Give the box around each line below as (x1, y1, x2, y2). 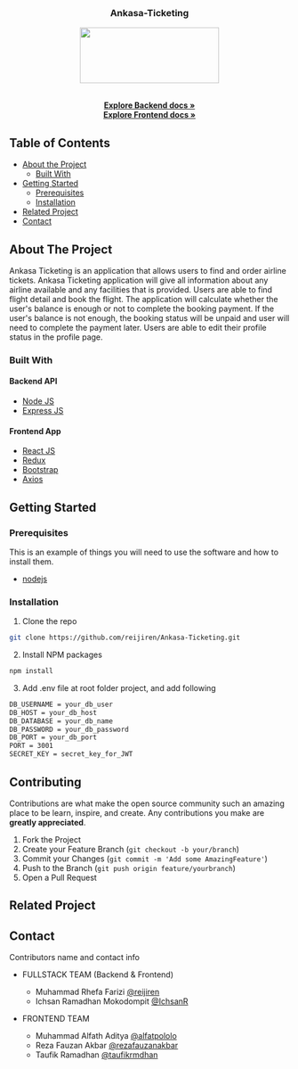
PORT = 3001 (9, 742, 53, 751)
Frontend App (9, 425, 61, 436)
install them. (9, 555, 54, 567)
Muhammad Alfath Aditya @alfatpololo (35, 1031, 178, 1041)
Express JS (21, 406, 64, 416)
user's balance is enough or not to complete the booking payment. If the (9, 303, 274, 314)
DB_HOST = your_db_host (9, 708, 98, 717)
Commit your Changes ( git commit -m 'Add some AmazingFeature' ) (21, 853, 269, 864)
